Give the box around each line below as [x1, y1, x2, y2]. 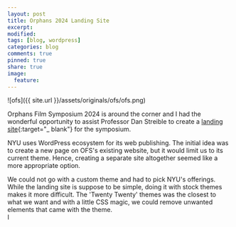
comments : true [7, 51, 53, 58]
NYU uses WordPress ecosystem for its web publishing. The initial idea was [7, 139, 229, 147]
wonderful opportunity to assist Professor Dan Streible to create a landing [7, 117, 223, 126]
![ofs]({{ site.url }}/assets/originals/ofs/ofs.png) [7, 96, 146, 105]
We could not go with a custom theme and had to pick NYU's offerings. [7, 175, 216, 184]
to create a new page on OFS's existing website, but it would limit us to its [7, 147, 224, 155]
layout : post [7, 10, 46, 18]
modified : [7, 30, 37, 38]
